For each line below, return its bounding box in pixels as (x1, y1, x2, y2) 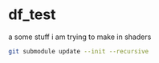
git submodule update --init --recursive (8, 47, 149, 55)
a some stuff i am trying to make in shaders (8, 32, 152, 41)
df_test (8, 6, 56, 24)
